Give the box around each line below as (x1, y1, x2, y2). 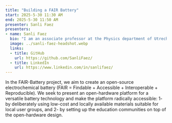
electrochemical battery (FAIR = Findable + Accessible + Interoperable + (5, 84, 158, 91)
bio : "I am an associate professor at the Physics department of (10, 37, 153, 42)
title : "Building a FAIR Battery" (5, 7, 79, 13)
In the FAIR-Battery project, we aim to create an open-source (5, 79, 134, 85)
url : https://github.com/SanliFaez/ (14, 55, 93, 61)
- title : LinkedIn (10, 60, 50, 65)
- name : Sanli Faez (5, 31, 47, 37)
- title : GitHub (10, 50, 45, 56)
